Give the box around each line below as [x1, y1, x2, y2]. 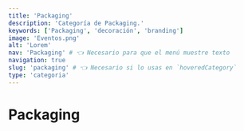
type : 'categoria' [8, 71, 69, 79]
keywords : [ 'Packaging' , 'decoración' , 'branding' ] [8, 26, 183, 34]
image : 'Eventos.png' [8, 34, 81, 42]
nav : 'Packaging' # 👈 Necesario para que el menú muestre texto [8, 49, 230, 57]
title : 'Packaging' [8, 11, 73, 20]
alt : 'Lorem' [8, 42, 52, 50]
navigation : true [8, 57, 66, 65]
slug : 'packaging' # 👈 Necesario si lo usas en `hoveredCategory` [8, 64, 238, 72]
